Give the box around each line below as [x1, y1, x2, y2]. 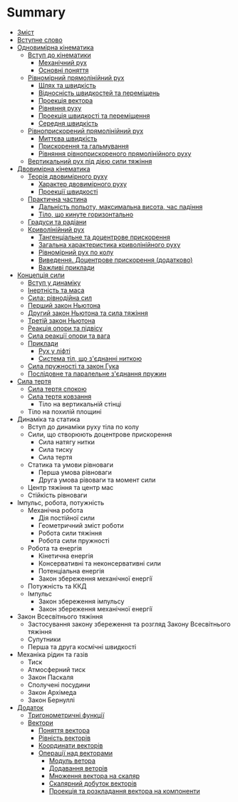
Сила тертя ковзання [27, 392, 92, 401]
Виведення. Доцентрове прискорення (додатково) [38, 255, 193, 264]
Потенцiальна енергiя [38, 566, 105, 575]
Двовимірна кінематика [16, 164, 90, 173]
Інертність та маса [27, 286, 85, 294]
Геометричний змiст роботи [38, 521, 124, 529]
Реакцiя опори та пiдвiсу [27, 324, 103, 332]
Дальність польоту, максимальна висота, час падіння [38, 202, 203, 211]
